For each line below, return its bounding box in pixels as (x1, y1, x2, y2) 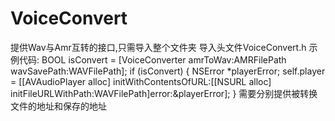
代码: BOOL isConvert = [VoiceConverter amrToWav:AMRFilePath (18, 53, 287, 66)
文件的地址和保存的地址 (10, 100, 107, 112)
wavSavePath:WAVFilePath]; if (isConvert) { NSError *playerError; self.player (10, 65, 326, 77)
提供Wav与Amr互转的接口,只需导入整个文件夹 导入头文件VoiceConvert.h (10, 41, 307, 53)
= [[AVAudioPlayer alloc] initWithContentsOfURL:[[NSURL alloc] (10, 75, 272, 87)
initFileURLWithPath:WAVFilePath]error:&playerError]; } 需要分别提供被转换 (10, 87, 318, 99)
